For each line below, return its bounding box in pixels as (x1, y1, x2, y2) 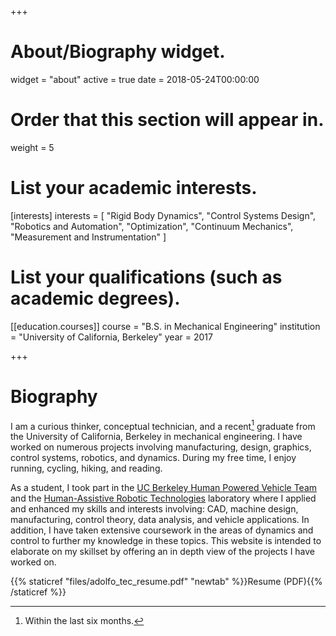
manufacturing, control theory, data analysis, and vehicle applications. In (10, 514, 310, 526)
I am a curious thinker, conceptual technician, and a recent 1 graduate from (10, 418, 316, 432)
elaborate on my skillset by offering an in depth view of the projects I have (10, 546, 316, 558)
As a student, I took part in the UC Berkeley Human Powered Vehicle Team (10, 482, 318, 494)
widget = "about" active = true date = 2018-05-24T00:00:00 (10, 73, 260, 85)
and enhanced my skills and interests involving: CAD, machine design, (10, 503, 299, 515)
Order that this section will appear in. (10, 109, 325, 131)
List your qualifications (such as (10, 266, 283, 288)
